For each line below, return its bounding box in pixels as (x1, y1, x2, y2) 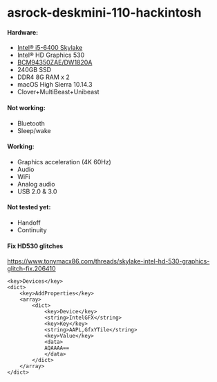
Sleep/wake (17, 126, 51, 134)
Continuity (17, 226, 47, 234)
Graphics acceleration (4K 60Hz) (17, 157, 112, 166)
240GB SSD (17, 66, 52, 74)
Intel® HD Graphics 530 (17, 51, 85, 60)
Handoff (17, 218, 41, 227)
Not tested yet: (7, 203, 51, 211)
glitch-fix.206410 (7, 265, 57, 273)
